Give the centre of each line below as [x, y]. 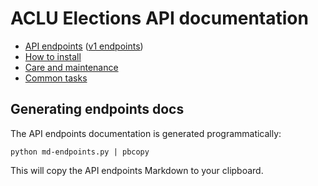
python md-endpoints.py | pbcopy [80, 152]
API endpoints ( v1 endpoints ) [84, 46]
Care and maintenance [71, 67]
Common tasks [56, 78]
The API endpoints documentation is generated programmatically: [146, 133]
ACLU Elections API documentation [159, 18]
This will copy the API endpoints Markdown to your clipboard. [137, 170]
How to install [53, 56]
